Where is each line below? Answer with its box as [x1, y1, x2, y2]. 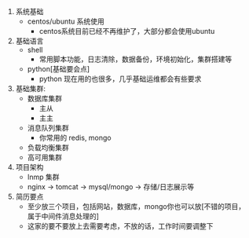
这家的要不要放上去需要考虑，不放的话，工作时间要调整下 [27, 222, 214, 230]
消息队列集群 [27, 123, 69, 132]
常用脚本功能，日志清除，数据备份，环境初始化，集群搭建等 [38, 54, 233, 64]
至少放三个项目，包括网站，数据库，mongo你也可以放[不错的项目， [27, 202, 246, 211]
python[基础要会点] [27, 64, 90, 73]
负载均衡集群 [27, 143, 69, 152]
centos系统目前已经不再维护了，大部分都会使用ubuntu [38, 27, 215, 35]
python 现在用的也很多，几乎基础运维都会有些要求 [38, 74, 202, 83]
